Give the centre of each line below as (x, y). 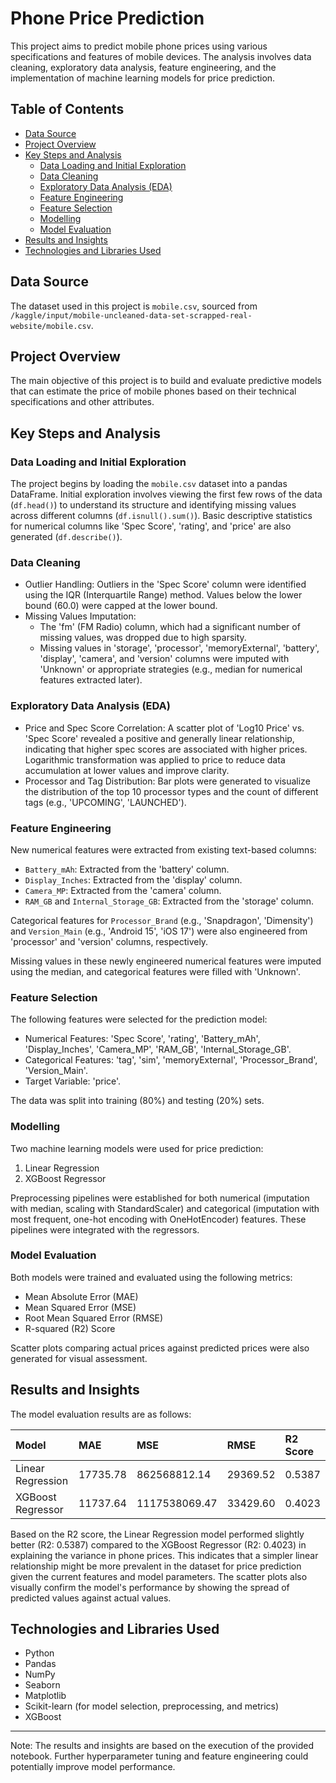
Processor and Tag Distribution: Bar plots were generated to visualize (167, 781)
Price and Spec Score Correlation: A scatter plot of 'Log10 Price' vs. (164, 728)
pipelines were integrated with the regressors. (105, 1229)
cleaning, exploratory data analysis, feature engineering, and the (143, 67)
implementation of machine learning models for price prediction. (143, 78)
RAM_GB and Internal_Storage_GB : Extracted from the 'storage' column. (169, 901)
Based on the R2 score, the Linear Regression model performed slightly (157, 1534)
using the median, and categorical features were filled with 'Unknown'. (155, 971)
